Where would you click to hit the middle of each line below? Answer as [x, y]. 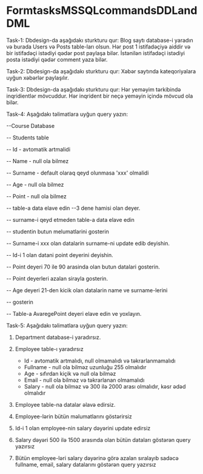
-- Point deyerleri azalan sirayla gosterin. [57, 278]
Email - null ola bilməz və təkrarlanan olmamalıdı [84, 380]
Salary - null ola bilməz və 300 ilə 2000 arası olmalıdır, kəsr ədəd [105, 386]
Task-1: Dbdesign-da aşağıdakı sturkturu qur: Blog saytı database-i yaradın [100, 40]
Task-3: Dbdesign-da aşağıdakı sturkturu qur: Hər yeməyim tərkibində [94, 89]
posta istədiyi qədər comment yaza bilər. [57, 59]
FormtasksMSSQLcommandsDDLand [102, 11]
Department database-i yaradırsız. [58, 337]
